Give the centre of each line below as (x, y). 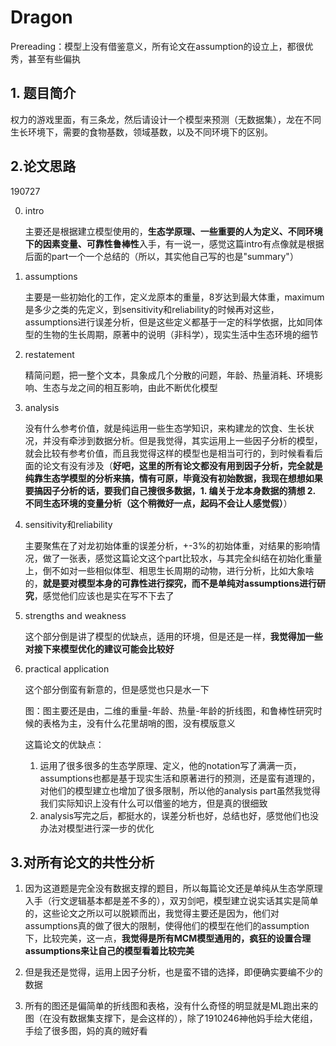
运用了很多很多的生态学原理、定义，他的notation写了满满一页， (170, 765)
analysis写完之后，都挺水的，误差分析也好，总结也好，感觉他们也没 (179, 815)
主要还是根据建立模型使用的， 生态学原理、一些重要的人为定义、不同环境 (173, 231)
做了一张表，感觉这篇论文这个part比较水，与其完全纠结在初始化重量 (182, 558)
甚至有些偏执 (54, 58)
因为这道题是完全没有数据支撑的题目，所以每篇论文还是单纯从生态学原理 (173, 888)
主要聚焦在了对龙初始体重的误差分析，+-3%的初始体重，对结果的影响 (168, 545)
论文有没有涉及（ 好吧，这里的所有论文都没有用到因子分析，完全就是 (182, 465)
